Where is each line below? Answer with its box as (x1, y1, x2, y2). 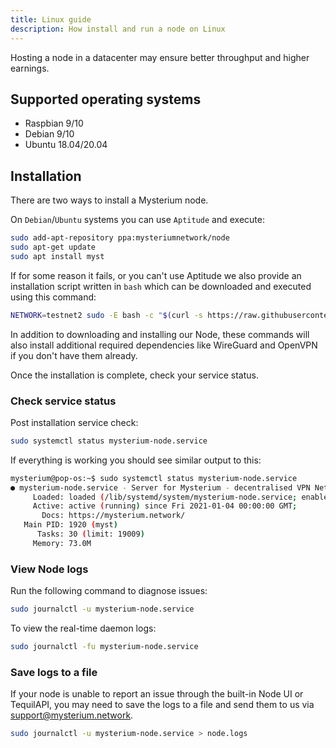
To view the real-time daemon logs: (10, 622, 157, 634)
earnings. (10, 62, 50, 74)
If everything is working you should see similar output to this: (10, 454, 262, 466)
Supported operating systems (10, 91, 202, 108)
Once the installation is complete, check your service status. (10, 369, 259, 381)
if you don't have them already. (10, 349, 138, 361)
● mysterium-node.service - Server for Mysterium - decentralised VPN (10, 482, 311, 493)
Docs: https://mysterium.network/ (41, 511, 186, 521)
